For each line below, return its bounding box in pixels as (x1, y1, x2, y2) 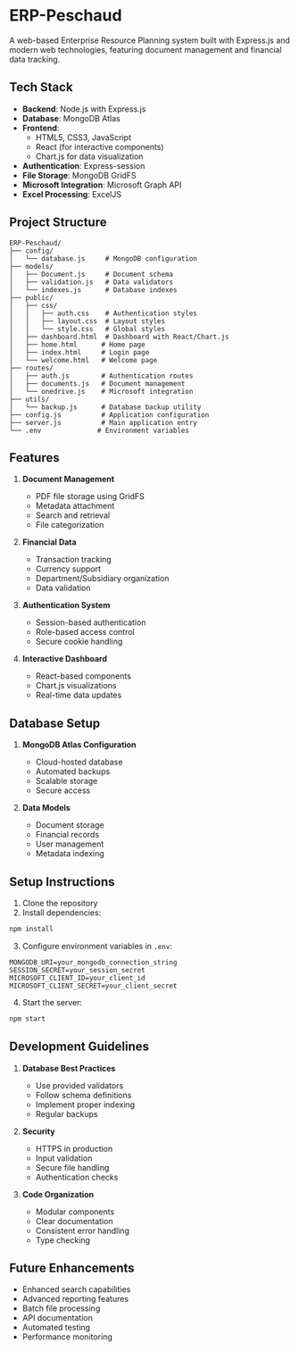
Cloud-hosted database (35, 756, 123, 768)
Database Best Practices (21, 1063, 116, 1073)
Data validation (35, 582, 91, 594)
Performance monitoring (21, 1331, 113, 1342)
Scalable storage (35, 776, 98, 787)
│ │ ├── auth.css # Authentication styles (9, 309, 198, 318)
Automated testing (21, 1322, 91, 1333)
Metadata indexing (35, 848, 104, 859)
